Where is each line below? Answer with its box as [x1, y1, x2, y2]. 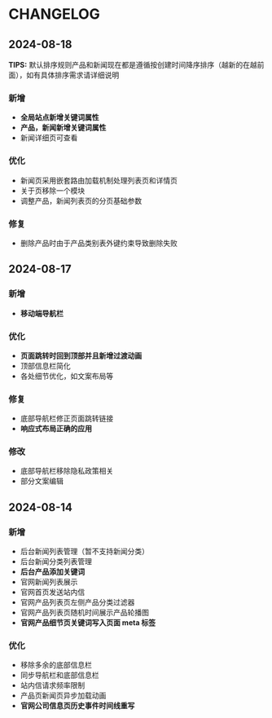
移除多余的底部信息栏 [20, 660, 92, 670]
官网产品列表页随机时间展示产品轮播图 [20, 608, 149, 618]
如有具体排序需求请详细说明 [25, 70, 120, 80]
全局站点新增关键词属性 [20, 112, 99, 122]
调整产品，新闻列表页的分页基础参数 [20, 196, 143, 205]
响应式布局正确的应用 [20, 424, 92, 434]
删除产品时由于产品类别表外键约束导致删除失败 [20, 238, 178, 248]
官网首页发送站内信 [20, 588, 86, 597]
